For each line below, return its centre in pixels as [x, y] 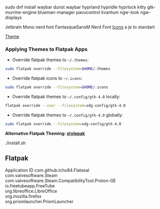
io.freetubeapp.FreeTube [30, 185]
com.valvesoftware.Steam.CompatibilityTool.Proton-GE [61, 181]
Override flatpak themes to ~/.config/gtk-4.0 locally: [66, 97]
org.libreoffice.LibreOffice [31, 191]
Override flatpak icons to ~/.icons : [47, 78]
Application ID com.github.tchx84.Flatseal [47, 170]
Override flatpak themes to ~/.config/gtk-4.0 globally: [68, 115]
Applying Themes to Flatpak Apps [46, 49]
